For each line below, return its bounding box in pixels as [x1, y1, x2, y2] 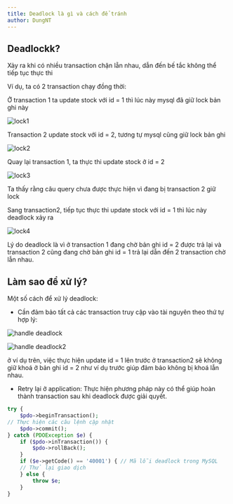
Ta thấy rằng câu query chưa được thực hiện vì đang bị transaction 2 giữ [7, 185, 216, 193]
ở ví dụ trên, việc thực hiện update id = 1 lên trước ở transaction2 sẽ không [7, 356, 222, 365]
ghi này [7, 103, 29, 112]
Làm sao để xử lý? [7, 275, 88, 287]
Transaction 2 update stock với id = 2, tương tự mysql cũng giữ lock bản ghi [7, 130, 226, 139]
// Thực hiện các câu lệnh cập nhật [7, 418, 114, 425]
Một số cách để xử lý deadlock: [7, 294, 98, 303]
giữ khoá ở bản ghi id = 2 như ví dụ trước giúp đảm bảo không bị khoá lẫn [7, 364, 220, 372]
